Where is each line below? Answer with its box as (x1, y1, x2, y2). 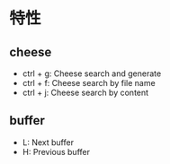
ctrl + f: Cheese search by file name (22, 78, 156, 88)
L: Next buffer (22, 136, 75, 148)
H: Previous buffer (22, 146, 90, 157)
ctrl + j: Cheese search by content (22, 87, 149, 98)
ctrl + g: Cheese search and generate (22, 68, 162, 79)
